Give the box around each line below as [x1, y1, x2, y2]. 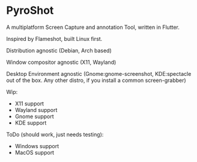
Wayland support [14, 106, 58, 113]
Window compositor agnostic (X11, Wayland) [6, 58, 117, 66]
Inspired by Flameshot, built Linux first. [6, 35, 103, 42]
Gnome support [14, 113, 54, 120]
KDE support [14, 119, 47, 126]
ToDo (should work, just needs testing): [6, 131, 104, 138]
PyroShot [6, 4, 54, 17]
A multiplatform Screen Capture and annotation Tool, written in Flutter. [6, 23, 180, 31]
